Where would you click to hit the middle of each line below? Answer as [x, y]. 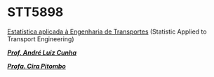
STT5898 [35, 12]
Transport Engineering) [41, 38]
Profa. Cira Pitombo [37, 66]
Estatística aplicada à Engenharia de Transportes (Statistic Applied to [107, 31]
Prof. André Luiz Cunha [42, 52]
